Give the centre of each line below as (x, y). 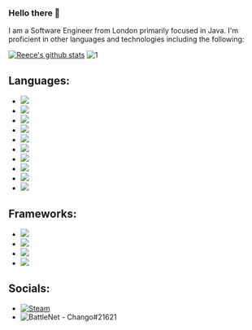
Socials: (29, 289)
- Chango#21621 (89, 317)
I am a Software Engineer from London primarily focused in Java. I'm (124, 31)
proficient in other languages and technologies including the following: (126, 39)
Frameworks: (43, 213)
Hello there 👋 (35, 13)
